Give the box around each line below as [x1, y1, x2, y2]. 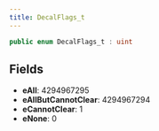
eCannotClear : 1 [21, 104, 83, 115]
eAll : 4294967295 [21, 85, 90, 96]
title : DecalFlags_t [9, 12, 86, 22]
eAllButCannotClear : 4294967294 [21, 95, 151, 105]
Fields [9, 61, 44, 76]
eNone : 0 [21, 113, 58, 124]
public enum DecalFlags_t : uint [9, 37, 133, 46]
